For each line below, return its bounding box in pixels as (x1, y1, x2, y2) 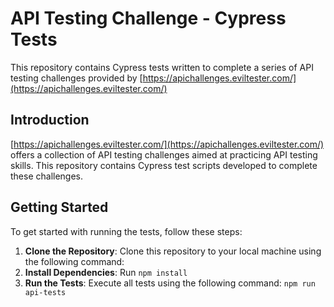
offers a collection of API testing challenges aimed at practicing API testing (10, 148, 318, 161)
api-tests (24, 287, 67, 297)
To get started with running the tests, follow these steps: (10, 225, 243, 237)
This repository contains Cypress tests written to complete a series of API (10, 61, 314, 73)
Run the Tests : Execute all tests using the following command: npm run (24, 277, 316, 289)
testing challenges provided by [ (10, 72, 143, 84)
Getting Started (10, 199, 109, 216)
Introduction (10, 112, 90, 129)
